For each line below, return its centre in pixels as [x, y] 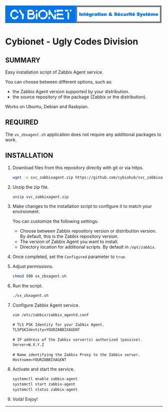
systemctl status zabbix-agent [45, 389]
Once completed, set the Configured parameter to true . [69, 257]
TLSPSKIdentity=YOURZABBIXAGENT [46, 330]
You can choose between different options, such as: [59, 82]
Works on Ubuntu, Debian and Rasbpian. [47, 107]
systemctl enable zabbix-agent [45, 379]
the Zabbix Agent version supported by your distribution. [71, 91]
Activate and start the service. [43, 369]
